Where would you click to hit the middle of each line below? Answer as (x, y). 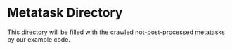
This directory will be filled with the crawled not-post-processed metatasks (116, 32)
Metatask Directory (65, 13)
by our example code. (39, 39)
